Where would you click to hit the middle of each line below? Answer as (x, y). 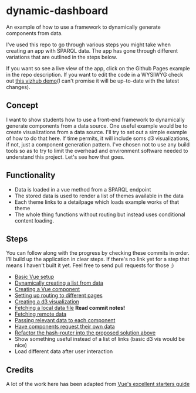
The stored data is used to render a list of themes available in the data (99, 196)
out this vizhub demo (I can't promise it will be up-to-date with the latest (93, 81)
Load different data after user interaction (64, 351)
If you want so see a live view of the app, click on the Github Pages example (98, 68)
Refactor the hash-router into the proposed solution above (85, 333)
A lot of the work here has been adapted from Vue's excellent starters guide (98, 384)
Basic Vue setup (34, 277)
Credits (20, 370)
